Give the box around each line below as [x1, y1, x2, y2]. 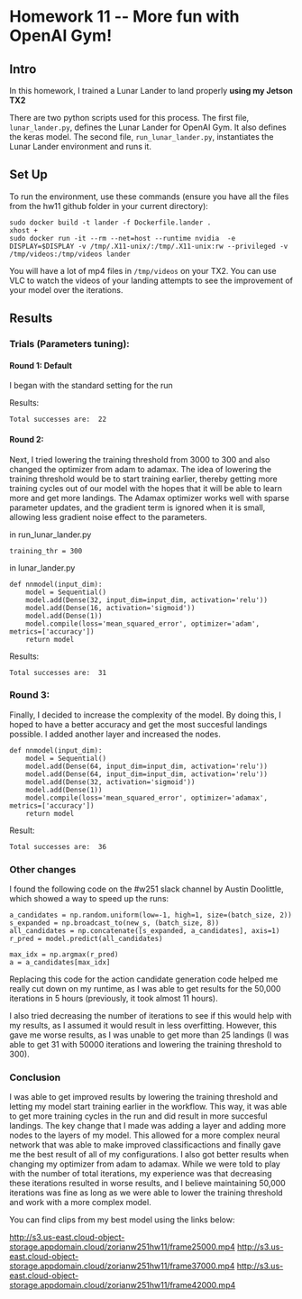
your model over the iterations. [9, 284, 124, 295]
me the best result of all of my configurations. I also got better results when [9, 1149, 289, 1160]
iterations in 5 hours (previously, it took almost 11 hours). [9, 993, 218, 1004]
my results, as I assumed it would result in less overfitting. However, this [9, 1020, 278, 1031]
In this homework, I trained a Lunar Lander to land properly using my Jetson [9, 86, 293, 96]
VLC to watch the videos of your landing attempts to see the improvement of [9, 275, 294, 286]
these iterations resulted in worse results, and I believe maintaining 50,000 [9, 1178, 286, 1189]
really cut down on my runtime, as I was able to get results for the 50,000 [9, 983, 281, 994]
